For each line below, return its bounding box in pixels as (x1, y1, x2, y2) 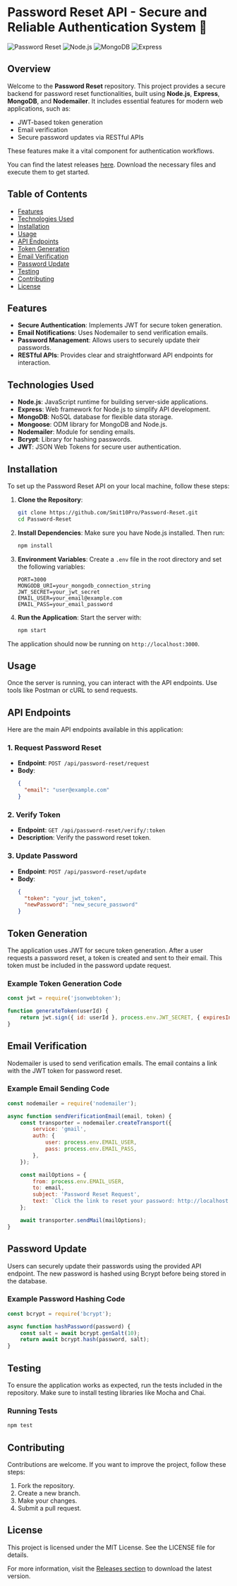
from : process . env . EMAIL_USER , (32, 1178, 125, 1185)
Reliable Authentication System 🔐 (7, 19, 207, 35)
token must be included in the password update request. (7, 961, 171, 969)
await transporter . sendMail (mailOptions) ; (20, 1216, 147, 1224)
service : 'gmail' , (32, 1126, 87, 1133)
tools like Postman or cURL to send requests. (7, 686, 138, 695)
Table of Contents (7, 188, 88, 200)
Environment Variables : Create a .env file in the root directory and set (17, 555, 222, 563)
